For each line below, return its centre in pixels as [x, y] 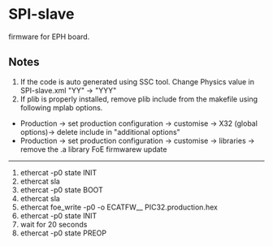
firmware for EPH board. [49, 37]
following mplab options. [61, 107]
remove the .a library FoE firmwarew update [93, 149]
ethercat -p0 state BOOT [61, 190]
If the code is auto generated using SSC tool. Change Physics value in [137, 81]
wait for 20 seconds [54, 224]
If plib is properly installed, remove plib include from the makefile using [139, 99]
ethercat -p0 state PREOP [63, 233]
